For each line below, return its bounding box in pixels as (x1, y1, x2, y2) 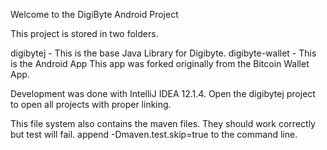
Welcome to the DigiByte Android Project (10, 9, 179, 20)
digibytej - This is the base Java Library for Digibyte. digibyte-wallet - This (10, 47, 317, 59)
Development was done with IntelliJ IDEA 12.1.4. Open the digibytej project (10, 88, 316, 99)
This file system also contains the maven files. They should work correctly (10, 118, 316, 129)
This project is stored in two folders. (10, 28, 159, 39)
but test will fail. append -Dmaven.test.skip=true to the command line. (10, 129, 298, 140)
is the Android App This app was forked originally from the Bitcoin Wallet (10, 58, 310, 69)
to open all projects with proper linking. (10, 99, 172, 110)
